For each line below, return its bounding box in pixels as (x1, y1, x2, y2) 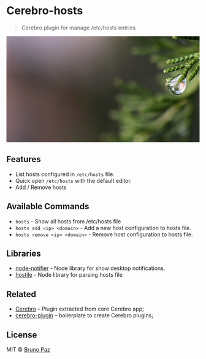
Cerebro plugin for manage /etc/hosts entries (21, 24, 136, 31)
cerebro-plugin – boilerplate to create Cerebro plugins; (15, 312, 153, 319)
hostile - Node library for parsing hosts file (15, 271, 123, 279)
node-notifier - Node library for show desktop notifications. (15, 264, 166, 272)
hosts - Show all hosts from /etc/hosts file (15, 217, 121, 225)
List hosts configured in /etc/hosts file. (15, 170, 115, 178)
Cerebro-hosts (6, 4, 83, 18)
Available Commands (6, 201, 90, 212)
